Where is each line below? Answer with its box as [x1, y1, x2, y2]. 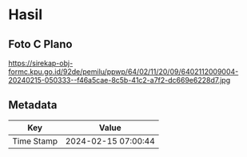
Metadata [8, 98, 58, 112]
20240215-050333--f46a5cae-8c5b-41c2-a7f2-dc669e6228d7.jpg [8, 76, 231, 84]
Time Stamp [12, 135, 58, 147]
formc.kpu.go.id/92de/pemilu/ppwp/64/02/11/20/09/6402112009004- [8, 67, 239, 77]
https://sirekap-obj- [8, 58, 74, 68]
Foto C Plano [8, 37, 73, 51]
